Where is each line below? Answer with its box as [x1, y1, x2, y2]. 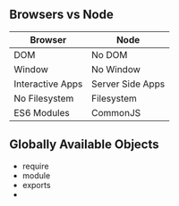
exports [21, 179, 51, 190]
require [21, 161, 49, 171]
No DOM [90, 48, 128, 61]
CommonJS [90, 106, 141, 119]
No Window [90, 62, 141, 75]
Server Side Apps [90, 78, 166, 90]
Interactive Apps [13, 78, 83, 90]
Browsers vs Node [9, 7, 114, 22]
